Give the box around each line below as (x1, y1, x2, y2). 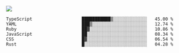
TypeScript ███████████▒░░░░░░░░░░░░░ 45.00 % (6, 16, 174, 22)
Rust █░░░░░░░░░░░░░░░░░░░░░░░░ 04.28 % (6, 41, 174, 47)
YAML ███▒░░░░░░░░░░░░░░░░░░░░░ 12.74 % (6, 21, 174, 27)
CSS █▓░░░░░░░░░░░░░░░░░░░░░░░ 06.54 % (6, 36, 174, 42)
